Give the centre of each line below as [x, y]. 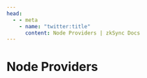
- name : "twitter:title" [55, 26]
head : [14, 13]
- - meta [25, 20]
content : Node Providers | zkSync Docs [82, 33]
